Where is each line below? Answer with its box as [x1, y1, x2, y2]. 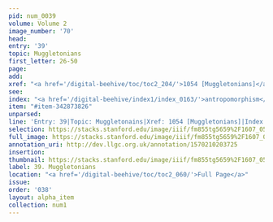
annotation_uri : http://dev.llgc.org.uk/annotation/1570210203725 [8, 140, 238, 149]
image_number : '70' [8, 27, 75, 35]
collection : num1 [8, 201, 67, 209]
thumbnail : [8, 155, 45, 163]
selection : [8, 125, 45, 133]
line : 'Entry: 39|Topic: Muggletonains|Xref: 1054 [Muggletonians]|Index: [8, 118, 267, 126]
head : [8, 34, 27, 43]
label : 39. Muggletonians [8, 163, 96, 172]
